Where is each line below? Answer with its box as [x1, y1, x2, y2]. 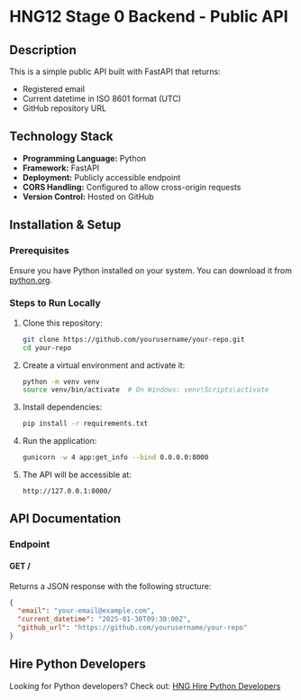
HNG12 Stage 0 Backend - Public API [9, 6, 288, 27]
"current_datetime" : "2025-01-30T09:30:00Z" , [17, 615, 192, 624]
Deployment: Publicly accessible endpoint [22, 171, 181, 182]
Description [9, 42, 77, 58]
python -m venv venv [22, 377, 100, 386]
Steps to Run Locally [9, 297, 101, 309]
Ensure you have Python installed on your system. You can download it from [9, 264, 293, 276]
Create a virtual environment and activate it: [22, 359, 186, 371]
